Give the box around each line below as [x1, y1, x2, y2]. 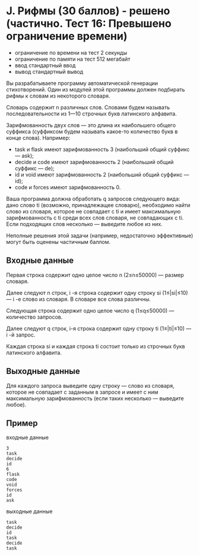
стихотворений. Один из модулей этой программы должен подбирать [6, 86, 185, 93]
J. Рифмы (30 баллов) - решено [6, 4, 170, 18]
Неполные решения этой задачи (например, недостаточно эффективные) [6, 232, 194, 239]
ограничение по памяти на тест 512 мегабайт [14, 55, 131, 62]
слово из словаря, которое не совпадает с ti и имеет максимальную [6, 208, 181, 215]
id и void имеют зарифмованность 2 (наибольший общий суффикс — [14, 171, 189, 178]
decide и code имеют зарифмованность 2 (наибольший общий [14, 158, 174, 165]
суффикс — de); [14, 165, 55, 172]
